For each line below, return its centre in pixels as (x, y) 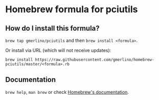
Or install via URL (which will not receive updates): (58, 50)
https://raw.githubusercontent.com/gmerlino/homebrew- (95, 60)
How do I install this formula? (52, 28)
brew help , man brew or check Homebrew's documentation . (67, 92)
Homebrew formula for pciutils (72, 9)
